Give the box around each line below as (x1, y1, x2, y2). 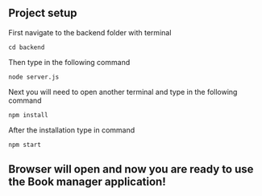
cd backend (8, 43, 45, 51)
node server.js (8, 72, 60, 81)
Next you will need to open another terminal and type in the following (8, 87, 238, 96)
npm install (8, 111, 48, 119)
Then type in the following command (8, 57, 131, 67)
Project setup (8, 6, 78, 20)
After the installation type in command (8, 125, 135, 135)
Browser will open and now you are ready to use (8, 162, 254, 176)
